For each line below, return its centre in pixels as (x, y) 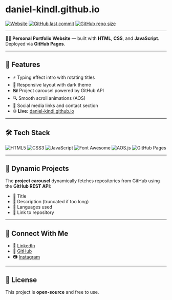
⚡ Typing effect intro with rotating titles (54, 77)
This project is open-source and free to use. (52, 292)
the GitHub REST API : (28, 186)
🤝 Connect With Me (37, 233)
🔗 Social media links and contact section (55, 105)
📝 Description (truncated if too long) (51, 202)
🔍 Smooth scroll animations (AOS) (49, 98)
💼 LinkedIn (24, 246)
